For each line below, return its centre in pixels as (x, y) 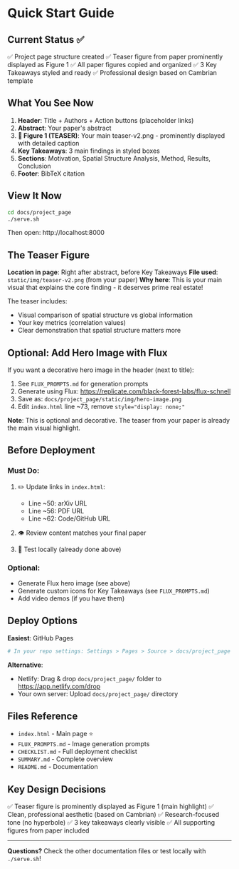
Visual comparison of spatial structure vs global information (105, 315)
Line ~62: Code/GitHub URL (69, 518)
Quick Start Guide (61, 13)
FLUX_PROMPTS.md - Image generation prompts (84, 744)
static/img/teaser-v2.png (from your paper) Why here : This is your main (115, 280)
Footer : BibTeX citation (51, 174)
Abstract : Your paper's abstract (64, 128)
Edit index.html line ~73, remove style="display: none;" (101, 406)
